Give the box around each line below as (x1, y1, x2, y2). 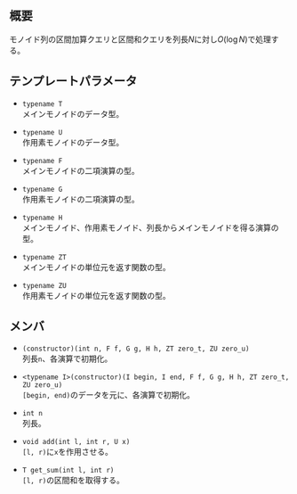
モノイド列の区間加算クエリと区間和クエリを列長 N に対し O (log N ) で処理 (9, 34, 271, 45)
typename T (21, 99, 63, 109)
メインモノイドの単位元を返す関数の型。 (21, 261, 171, 272)
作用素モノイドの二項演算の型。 (21, 193, 140, 204)
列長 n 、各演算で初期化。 (21, 353, 113, 364)
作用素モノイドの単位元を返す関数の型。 (21, 290, 171, 301)
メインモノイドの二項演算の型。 (21, 165, 140, 176)
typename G (21, 185, 63, 193)
